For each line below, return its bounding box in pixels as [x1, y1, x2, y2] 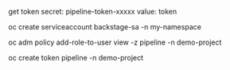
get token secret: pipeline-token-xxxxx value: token [8, 7, 177, 16]
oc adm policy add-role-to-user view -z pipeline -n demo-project [8, 37, 222, 47]
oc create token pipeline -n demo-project [8, 53, 144, 62]
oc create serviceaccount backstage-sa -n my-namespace [8, 22, 201, 31]
